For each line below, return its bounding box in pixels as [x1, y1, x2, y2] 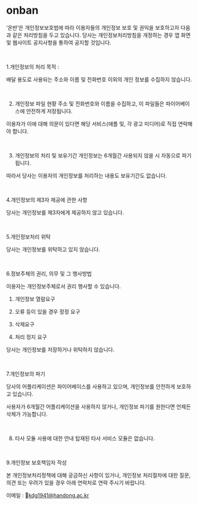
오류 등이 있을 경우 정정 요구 [14, 308, 81, 315]
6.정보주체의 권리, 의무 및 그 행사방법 [6, 269, 92, 277]
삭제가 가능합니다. [6, 410, 48, 417]
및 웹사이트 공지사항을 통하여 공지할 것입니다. [6, 39, 112, 46]
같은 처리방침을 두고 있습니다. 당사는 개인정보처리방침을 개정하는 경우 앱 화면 [12, 31, 191, 39]
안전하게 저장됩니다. [26, 107, 73, 114]
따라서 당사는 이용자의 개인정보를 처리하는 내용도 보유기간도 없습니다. [6, 172, 167, 179]
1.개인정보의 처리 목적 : [6, 63, 60, 70]
